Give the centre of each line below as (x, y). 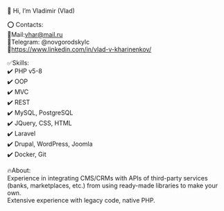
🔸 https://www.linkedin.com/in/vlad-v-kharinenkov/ (79, 49)
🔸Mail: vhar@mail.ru (35, 34)
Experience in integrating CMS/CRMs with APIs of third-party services (107, 178)
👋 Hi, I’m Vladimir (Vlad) (41, 11)
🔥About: (19, 170)
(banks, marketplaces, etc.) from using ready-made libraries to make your (113, 185)
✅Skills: (18, 63)
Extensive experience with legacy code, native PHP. (81, 200)
